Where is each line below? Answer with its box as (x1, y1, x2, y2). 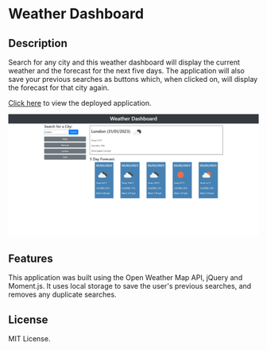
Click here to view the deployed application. (8, 99, 153, 107)
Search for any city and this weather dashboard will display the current (8, 57, 241, 67)
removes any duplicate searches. (8, 290, 117, 299)
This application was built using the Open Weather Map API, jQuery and (8, 273, 243, 282)
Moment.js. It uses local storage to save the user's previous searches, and (8, 282, 252, 291)
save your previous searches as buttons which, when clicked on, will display (8, 75, 258, 84)
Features (8, 251, 53, 265)
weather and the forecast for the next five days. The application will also (8, 66, 245, 76)
